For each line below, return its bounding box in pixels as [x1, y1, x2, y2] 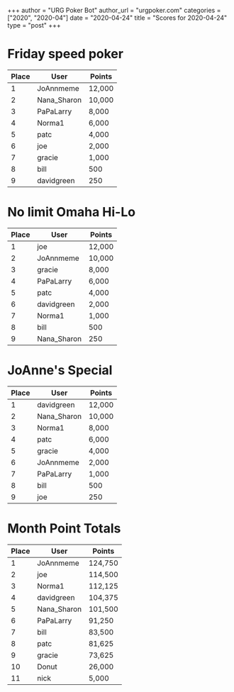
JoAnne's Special [7, 362, 113, 379]
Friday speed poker [7, 46, 124, 62]
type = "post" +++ [7, 21, 62, 29]
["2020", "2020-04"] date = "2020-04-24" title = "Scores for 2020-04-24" [7, 13, 228, 22]
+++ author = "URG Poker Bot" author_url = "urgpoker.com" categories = [7, 6, 221, 14]
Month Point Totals [7, 520, 121, 536]
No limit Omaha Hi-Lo [7, 204, 136, 221]
